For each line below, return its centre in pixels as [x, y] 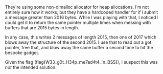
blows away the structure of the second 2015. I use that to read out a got [78, 42]
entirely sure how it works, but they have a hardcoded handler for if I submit [81, 12]
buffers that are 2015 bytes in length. [42, 28]
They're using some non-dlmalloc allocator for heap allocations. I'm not [77, 7]
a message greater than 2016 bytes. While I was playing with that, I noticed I [82, 17]
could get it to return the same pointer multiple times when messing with [78, 22]
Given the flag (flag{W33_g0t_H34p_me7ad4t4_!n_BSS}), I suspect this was [81, 62]
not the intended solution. [31, 67]
